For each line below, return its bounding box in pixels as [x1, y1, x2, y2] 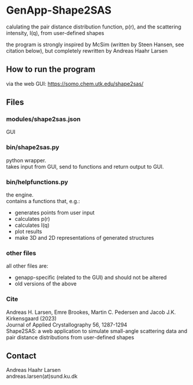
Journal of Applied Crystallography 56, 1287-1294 [6, 321, 127, 328]
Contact [6, 351, 37, 361]
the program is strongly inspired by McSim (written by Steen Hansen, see [6, 41, 185, 48]
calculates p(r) [14, 216, 50, 223]
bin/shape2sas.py [6, 143, 60, 152]
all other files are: [6, 262, 48, 269]
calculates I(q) [14, 222, 50, 229]
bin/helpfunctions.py [6, 178, 68, 186]
